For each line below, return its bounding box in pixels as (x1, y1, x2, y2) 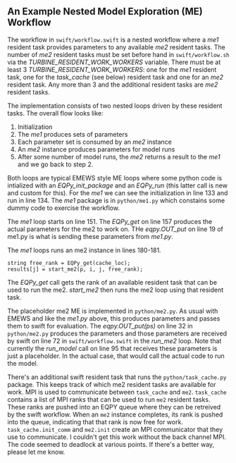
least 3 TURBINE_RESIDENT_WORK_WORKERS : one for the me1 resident (7, 65, 217, 73)
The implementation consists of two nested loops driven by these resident (7, 101, 223, 110)
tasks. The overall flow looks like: (7, 109, 104, 117)
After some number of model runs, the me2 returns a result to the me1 (17, 152, 221, 161)
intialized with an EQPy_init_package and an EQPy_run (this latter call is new (7, 181, 228, 190)
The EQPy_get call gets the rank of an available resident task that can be (7, 278, 217, 286)
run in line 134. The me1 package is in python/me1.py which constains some (7, 196, 225, 204)
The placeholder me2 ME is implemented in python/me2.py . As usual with (7, 307, 218, 315)
